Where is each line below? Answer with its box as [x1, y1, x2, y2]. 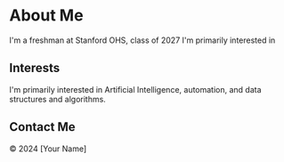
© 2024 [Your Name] [9, 143, 87, 154]
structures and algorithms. [9, 93, 107, 104]
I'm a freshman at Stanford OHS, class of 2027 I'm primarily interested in [9, 35, 276, 45]
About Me [9, 5, 84, 26]
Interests [9, 61, 61, 76]
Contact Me [9, 119, 76, 134]
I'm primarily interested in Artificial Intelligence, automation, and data [9, 84, 262, 94]
